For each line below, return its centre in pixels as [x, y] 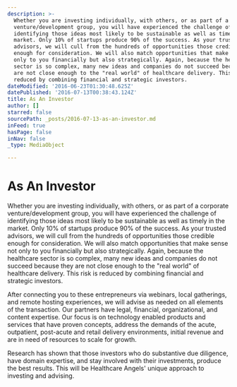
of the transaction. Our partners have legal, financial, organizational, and [113, 310]
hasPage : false [30, 132]
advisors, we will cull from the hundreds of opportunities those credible [111, 236]
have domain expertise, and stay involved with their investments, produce [114, 361]
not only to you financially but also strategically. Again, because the [105, 251]
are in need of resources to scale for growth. [72, 340]
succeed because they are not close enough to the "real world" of [103, 266]
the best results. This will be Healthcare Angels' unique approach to [106, 369]
